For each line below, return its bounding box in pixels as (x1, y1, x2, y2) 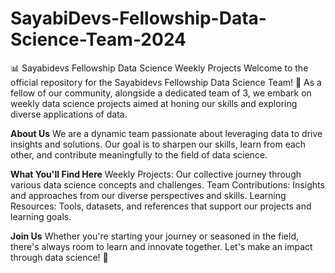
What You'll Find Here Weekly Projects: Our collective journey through (10, 168, 302, 180)
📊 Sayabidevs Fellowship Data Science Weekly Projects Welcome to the (10, 62, 309, 74)
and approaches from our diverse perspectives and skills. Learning (10, 189, 287, 201)
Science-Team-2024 (10, 28, 187, 51)
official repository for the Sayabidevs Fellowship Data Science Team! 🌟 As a (10, 76, 322, 88)
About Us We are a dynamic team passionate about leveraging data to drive (10, 127, 323, 139)
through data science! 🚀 (10, 251, 109, 263)
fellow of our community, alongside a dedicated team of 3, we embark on (10, 87, 312, 99)
